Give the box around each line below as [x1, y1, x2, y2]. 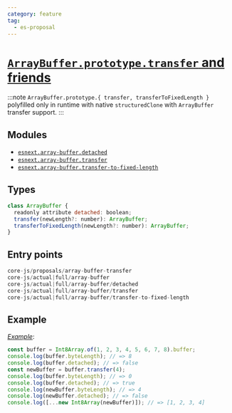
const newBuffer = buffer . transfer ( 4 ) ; [7, 366, 126, 373]
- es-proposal [14, 23, 56, 31]
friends [7, 69, 51, 85]
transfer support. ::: [7, 108, 64, 117]
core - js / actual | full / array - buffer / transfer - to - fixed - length [7, 293, 190, 301]
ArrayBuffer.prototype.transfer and [7, 54, 225, 70]
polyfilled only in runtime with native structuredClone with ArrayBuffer [7, 100, 214, 109]
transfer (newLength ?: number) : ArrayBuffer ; [14, 215, 148, 223]
